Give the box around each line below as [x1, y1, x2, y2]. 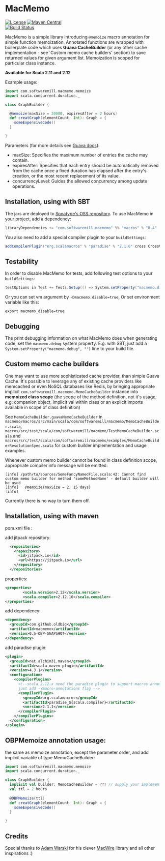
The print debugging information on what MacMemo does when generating [5, 335, 158, 341]
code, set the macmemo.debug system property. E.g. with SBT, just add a [5, 340, 147, 346]
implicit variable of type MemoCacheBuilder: [5, 754, 95, 760]
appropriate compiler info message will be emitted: [5, 462, 108, 468]
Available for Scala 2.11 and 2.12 [5, 69, 71, 75]
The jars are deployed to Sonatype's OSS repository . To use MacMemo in [5, 210, 154, 216]
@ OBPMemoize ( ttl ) [9, 796, 45, 801]
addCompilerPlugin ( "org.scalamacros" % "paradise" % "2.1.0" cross [5, 244, 146, 249]
